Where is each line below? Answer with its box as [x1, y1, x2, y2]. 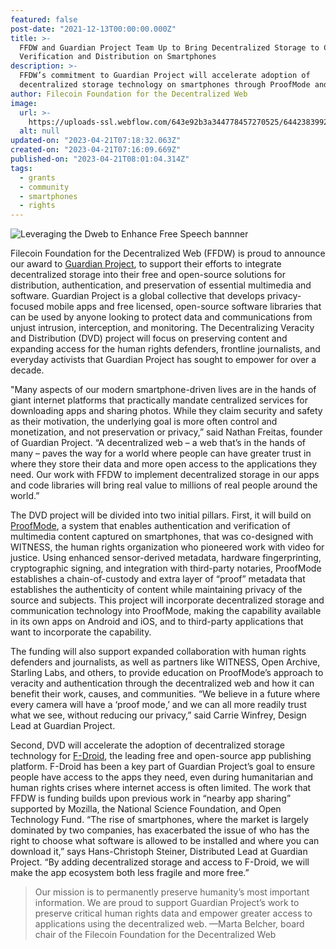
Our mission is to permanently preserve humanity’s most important [34, 886, 310, 898]
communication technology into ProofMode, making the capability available [10, 605, 322, 617]
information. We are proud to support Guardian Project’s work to [34, 897, 300, 909]
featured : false [10, 14, 78, 25]
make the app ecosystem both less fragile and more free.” [10, 867, 250, 879]
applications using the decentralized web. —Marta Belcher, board [34, 918, 305, 930]
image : [10, 98, 38, 108]
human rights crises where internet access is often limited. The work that [10, 782, 312, 794]
